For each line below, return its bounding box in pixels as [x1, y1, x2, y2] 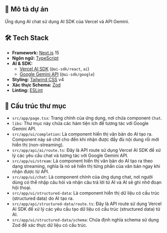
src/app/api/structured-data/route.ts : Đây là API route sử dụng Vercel [12, 201, 162, 207]
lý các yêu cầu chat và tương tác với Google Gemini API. [12, 152, 129, 159]
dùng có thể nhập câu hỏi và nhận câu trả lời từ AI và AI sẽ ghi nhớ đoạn [12, 180, 162, 186]
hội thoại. [12, 185, 32, 191]
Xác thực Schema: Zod [12, 82, 61, 88]
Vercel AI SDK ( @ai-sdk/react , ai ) [19, 66, 90, 72]
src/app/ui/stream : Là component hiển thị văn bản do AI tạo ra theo [12, 158, 153, 164]
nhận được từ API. [12, 168, 50, 174]
